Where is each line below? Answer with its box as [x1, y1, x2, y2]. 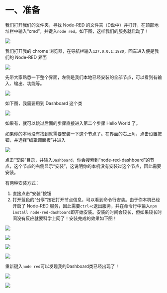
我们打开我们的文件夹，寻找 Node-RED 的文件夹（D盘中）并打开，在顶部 [5, 22, 155, 28]
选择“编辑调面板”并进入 [18, 137, 66, 143]
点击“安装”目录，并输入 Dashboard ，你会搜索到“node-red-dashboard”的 [5, 157, 150, 163]
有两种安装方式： [5, 180, 40, 186]
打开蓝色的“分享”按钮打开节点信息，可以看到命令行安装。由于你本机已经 [12, 196, 161, 202]
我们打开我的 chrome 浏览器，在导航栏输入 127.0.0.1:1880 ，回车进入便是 [5, 48, 155, 54]
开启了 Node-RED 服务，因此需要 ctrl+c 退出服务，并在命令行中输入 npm [12, 202, 157, 209]
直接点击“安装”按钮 [12, 190, 52, 196]
